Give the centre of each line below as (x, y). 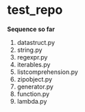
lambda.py (32, 101)
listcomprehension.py (48, 72)
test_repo (35, 10)
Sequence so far (31, 29)
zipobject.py (35, 79)
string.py (29, 50)
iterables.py (34, 64)
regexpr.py (32, 57)
